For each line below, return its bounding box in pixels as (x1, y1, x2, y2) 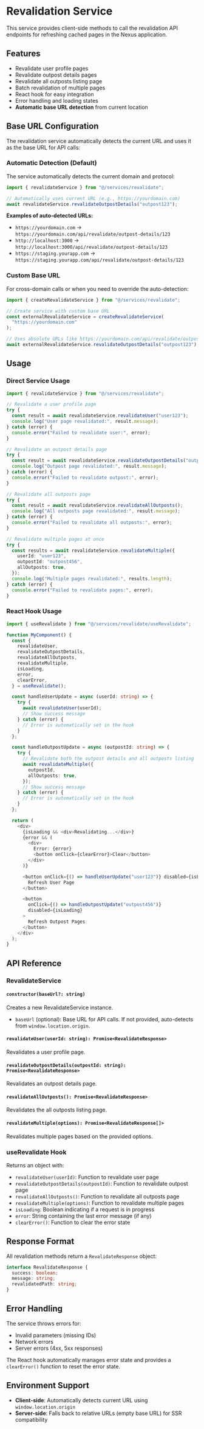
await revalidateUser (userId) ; (22, 705, 102, 711)
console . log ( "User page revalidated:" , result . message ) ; (12, 419, 159, 425)
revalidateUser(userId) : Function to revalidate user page (15, 1173, 159, 1181)
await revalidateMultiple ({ (22, 762, 94, 768)
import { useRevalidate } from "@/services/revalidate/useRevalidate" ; (6, 621, 191, 627)
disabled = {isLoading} (28, 908, 83, 914)
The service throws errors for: (6, 1319, 81, 1327)
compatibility (15, 1416, 48, 1423)
